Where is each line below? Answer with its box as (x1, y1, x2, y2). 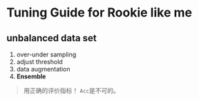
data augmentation (16, 65, 70, 73)
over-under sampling (16, 50, 77, 58)
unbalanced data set (6, 32, 97, 44)
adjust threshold (16, 58, 63, 66)
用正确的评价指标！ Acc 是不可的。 (23, 87, 120, 94)
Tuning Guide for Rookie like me (6, 5, 193, 21)
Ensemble (16, 72, 46, 80)
